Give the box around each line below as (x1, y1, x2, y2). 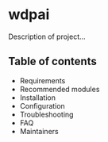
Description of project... (8, 32, 86, 41)
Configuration (19, 101, 65, 110)
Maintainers (19, 126, 59, 136)
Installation (19, 93, 56, 102)
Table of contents (8, 55, 97, 68)
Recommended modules (19, 84, 100, 94)
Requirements (19, 75, 66, 85)
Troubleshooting (19, 109, 74, 119)
